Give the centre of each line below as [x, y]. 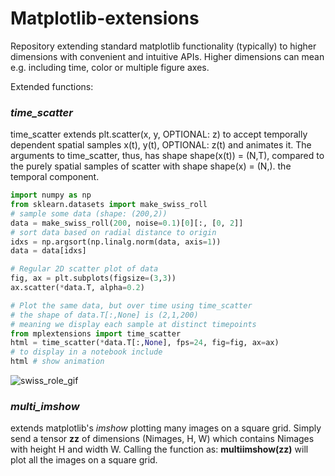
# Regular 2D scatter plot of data [84, 269]
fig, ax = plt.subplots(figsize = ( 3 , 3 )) [93, 278]
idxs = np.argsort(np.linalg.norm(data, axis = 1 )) [116, 242]
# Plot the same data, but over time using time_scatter [131, 305]
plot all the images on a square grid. [84, 460]
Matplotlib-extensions [105, 18]
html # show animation [57, 362]
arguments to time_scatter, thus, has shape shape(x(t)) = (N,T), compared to [167, 156]
